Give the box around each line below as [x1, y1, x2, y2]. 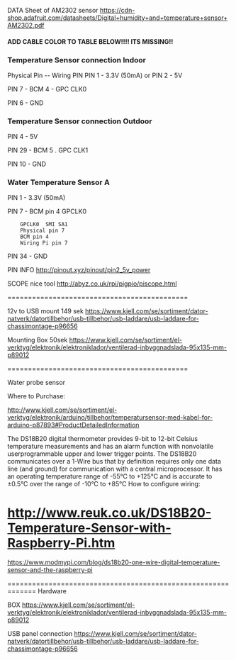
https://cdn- [99, 6, 135, 14]
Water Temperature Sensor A [7, 177, 110, 187]
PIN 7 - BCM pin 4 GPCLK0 [7, 207, 87, 216]
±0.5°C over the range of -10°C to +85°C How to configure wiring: [7, 480, 201, 488]
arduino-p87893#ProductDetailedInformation [7, 421, 140, 430]
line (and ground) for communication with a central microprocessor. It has [7, 464, 223, 474]
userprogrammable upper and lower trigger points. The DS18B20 [7, 449, 197, 458]
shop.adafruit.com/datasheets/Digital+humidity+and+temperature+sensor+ [7, 13, 228, 22]
